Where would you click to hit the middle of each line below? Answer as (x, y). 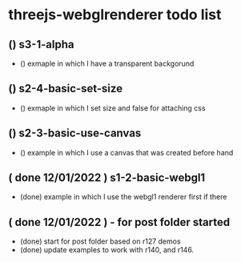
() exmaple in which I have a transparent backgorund (107, 63)
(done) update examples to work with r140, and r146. (107, 250)
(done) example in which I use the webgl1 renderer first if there (123, 197)
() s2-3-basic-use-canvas (75, 133)
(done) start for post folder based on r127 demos (100, 241)
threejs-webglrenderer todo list (115, 15)
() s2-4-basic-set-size (65, 89)
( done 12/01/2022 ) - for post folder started (119, 222)
